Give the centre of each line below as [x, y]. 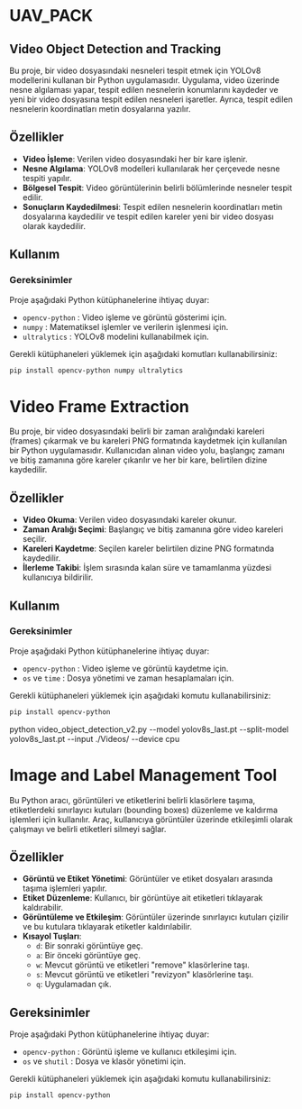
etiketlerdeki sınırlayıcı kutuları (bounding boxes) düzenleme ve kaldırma [143, 810]
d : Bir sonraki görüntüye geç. [89, 946]
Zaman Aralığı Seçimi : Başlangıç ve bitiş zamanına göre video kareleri [153, 529]
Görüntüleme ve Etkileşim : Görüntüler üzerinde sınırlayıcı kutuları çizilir [156, 917]
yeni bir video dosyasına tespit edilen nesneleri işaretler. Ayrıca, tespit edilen [151, 99]
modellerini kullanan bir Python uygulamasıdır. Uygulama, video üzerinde [144, 80]
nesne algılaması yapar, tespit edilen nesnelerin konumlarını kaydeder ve [144, 90]
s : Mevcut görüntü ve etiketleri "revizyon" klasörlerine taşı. [145, 975]
